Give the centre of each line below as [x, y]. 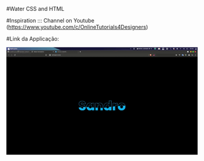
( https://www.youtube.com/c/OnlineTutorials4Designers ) [77, 27]
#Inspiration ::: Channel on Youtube [50, 20]
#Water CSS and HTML [36, 9]
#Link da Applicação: [33, 39]
